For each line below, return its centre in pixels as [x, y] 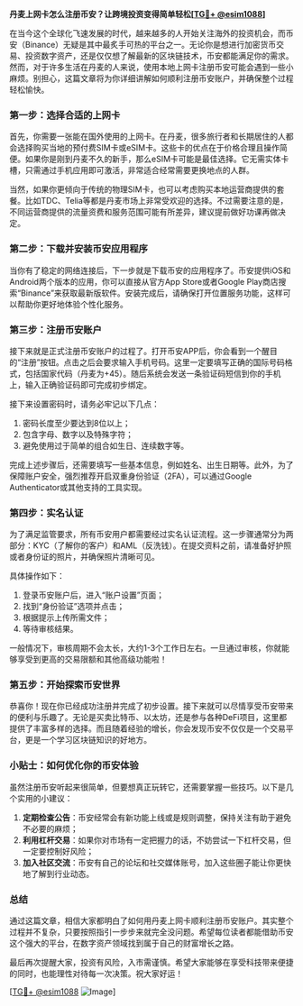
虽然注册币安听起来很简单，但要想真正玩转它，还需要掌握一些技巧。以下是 [147, 787]
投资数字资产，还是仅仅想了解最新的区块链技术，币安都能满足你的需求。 [159, 56]
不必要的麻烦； [50, 828]
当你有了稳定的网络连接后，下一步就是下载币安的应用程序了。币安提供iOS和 [150, 270]
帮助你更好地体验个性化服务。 [72, 304]
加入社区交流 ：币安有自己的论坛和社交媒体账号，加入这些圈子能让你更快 [156, 862]
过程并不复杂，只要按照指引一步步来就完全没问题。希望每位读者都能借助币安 [151, 932]
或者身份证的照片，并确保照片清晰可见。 [84, 557]
